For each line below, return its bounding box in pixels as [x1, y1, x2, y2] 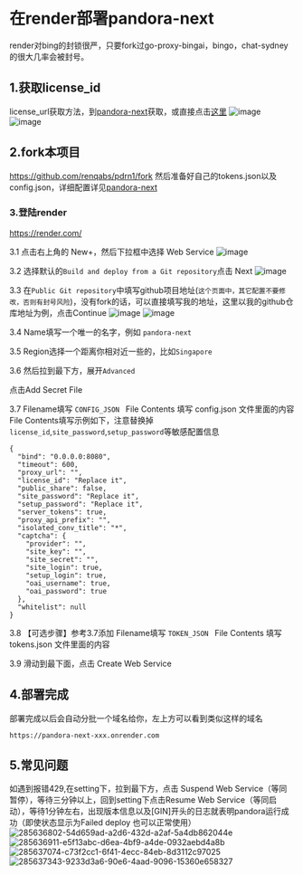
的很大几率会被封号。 [9, 51, 89, 62]
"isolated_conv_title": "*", [17, 523, 128, 532]
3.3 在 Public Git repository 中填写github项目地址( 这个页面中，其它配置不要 [9, 284, 279, 295]
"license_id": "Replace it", [17, 476, 128, 485]
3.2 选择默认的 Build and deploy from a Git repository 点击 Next [9, 265, 253, 276]
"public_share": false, [17, 483, 107, 493]
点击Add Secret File [9, 384, 83, 395]
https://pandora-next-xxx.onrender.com [9, 730, 160, 740]
